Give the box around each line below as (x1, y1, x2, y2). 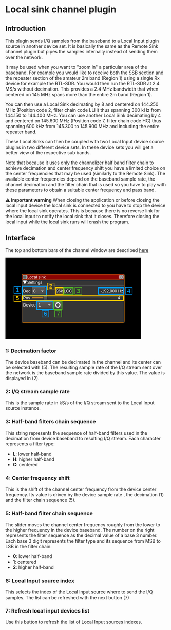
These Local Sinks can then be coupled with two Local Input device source (5, 139, 164, 145)
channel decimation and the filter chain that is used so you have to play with (5, 182, 166, 187)
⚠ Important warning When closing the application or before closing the (5, 197, 160, 203)
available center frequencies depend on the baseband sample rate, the (5, 176, 156, 182)
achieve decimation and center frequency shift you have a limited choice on (5, 165, 166, 171)
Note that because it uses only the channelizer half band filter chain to (5, 159, 154, 166)
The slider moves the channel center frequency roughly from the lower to (5, 521, 161, 528)
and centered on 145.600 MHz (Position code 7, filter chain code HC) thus (5, 118, 162, 124)
